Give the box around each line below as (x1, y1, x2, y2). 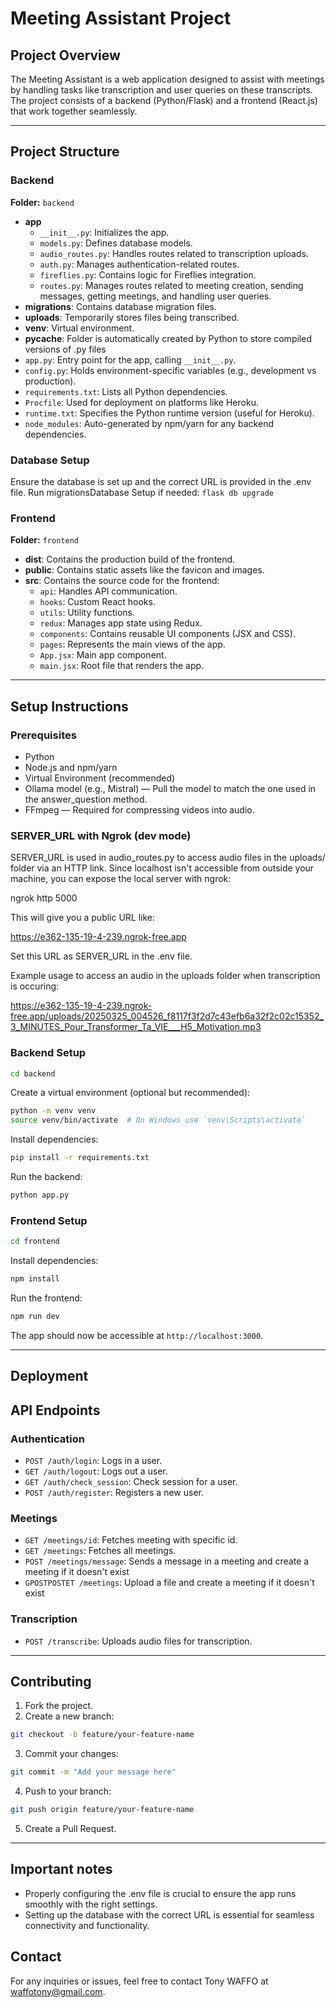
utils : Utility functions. (39, 607, 135, 619)
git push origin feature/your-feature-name (10, 1805, 195, 1815)
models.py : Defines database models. (39, 237, 193, 249)
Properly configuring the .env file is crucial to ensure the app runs (24, 1887, 297, 1899)
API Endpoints (10, 1402, 101, 1419)
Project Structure (10, 143, 120, 161)
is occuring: (10, 980, 60, 992)
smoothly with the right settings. (24, 1898, 158, 1910)
